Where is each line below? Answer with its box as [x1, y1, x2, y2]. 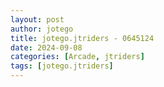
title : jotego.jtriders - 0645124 [10, 33, 155, 43]
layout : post [10, 14, 65, 25]
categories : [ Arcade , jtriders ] [10, 52, 145, 62]
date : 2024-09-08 [10, 42, 83, 53]
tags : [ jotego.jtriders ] [10, 61, 114, 71]
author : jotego [10, 24, 74, 34]
